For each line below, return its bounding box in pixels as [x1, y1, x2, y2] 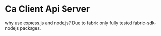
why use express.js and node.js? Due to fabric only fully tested [5, 20, 132, 26]
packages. [20, 25, 41, 31]
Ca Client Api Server [5, 3, 90, 15]
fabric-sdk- [133, 20, 157, 26]
